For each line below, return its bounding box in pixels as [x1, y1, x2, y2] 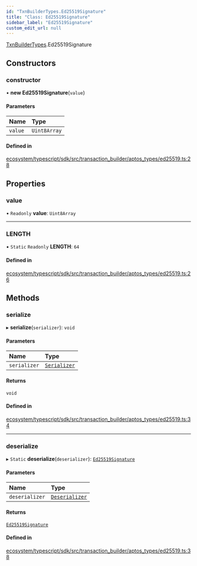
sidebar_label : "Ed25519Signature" [6, 19, 93, 25]
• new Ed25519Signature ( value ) [6, 89, 85, 96]
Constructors [6, 58, 56, 68]
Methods [6, 293, 40, 303]
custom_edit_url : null [6, 25, 62, 31]
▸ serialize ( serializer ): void [6, 324, 75, 331]
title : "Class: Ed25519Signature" [6, 14, 91, 20]
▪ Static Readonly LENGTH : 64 [6, 243, 80, 250]
